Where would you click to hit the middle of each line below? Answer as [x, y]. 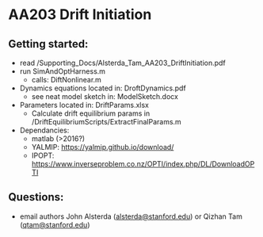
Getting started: [48, 44]
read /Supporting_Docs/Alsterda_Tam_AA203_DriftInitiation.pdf [122, 63]
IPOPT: [43, 155]
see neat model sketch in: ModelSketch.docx [105, 96]
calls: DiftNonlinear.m [66, 80]
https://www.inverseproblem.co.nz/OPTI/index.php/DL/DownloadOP [143, 164]
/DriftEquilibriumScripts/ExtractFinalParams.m [107, 122]
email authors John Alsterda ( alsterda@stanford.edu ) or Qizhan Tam [131, 216]
